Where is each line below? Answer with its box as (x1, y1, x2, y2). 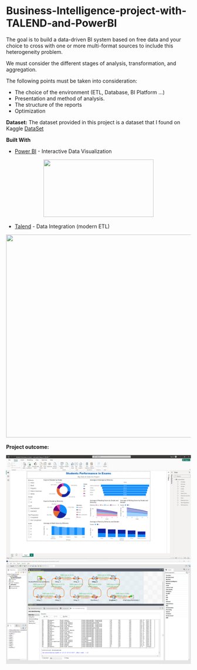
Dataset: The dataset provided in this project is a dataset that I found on (6, 118, 181, 125)
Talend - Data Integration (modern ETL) (14, 223, 110, 230)
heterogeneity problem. (6, 48, 63, 55)
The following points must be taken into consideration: (6, 77, 138, 84)
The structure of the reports (14, 101, 82, 108)
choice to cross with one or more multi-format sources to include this (6, 42, 174, 49)
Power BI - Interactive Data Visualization (14, 148, 113, 155)
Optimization (14, 107, 46, 114)
